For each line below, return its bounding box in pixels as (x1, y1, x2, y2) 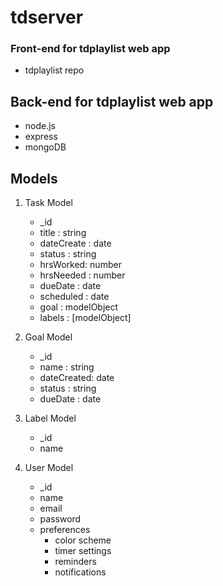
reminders (54, 556, 97, 568)
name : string (39, 361, 95, 373)
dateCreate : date (39, 237, 112, 250)
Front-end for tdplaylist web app (10, 42, 171, 56)
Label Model (24, 412, 77, 425)
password (39, 513, 82, 525)
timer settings (54, 545, 112, 557)
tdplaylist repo (24, 64, 85, 76)
